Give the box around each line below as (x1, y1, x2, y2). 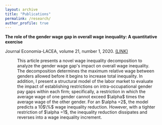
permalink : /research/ (5, 16, 51, 21)
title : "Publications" (5, 12, 51, 16)
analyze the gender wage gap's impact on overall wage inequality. (17, 63, 149, 69)
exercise (5, 39, 23, 45)
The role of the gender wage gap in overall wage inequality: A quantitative (5, 34, 158, 40)
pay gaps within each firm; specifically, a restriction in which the (17, 89, 146, 94)
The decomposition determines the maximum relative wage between (17, 68, 154, 74)
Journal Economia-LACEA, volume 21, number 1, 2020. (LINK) (5, 48, 129, 54)
